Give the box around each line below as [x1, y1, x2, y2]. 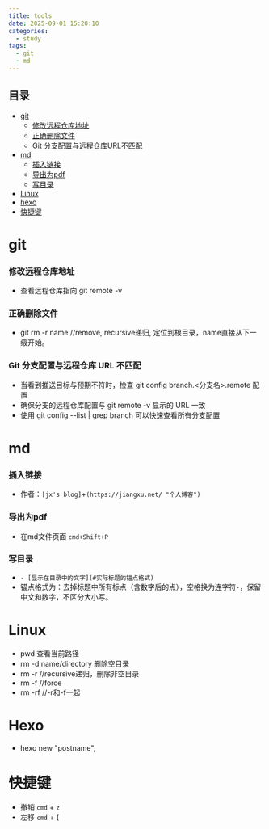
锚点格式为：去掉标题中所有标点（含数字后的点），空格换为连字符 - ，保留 [19, 582, 261, 591]
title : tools [8, 11, 53, 20]
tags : [8, 42, 27, 50]
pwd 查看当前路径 [19, 648, 79, 659]
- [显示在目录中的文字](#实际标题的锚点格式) [19, 574, 154, 582]
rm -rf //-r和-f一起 [19, 688, 81, 697]
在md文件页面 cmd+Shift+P [19, 531, 109, 541]
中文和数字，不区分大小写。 [19, 591, 113, 602]
